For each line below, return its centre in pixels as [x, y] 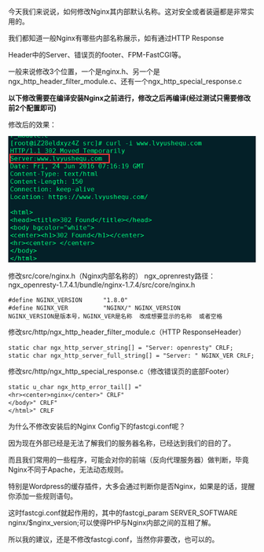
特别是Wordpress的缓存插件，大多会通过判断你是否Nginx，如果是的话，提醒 [132, 486]
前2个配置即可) [33, 108]
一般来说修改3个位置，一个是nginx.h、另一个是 [84, 72]
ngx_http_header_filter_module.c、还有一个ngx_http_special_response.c [125, 81]
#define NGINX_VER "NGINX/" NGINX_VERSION [94, 308]
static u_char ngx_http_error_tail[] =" [75, 387]
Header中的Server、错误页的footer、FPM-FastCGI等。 [97, 55]
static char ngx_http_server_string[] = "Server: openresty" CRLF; [121, 348]
